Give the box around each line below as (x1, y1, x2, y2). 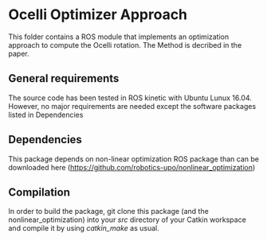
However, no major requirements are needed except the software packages (8, 101, 257, 111)
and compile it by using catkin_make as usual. (8, 224, 159, 233)
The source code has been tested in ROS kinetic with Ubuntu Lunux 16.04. (8, 93, 253, 103)
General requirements (8, 72, 120, 85)
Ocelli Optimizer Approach (8, 6, 188, 24)
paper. (8, 49, 29, 58)
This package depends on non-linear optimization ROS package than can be (8, 154, 259, 164)
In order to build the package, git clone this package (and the (8, 207, 209, 216)
